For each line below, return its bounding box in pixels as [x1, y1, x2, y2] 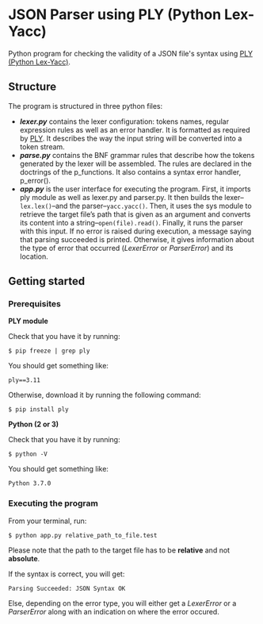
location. [19, 252, 49, 261]
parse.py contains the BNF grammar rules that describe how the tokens [19, 150, 255, 160]
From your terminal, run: [8, 516, 87, 526]
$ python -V [8, 450, 48, 458]
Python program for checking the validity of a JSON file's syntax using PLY [8, 48, 253, 58]
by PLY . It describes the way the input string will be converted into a [19, 133, 242, 143]
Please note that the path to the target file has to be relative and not [8, 545, 231, 555]
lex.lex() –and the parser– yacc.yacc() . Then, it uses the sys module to [19, 201, 252, 210]
